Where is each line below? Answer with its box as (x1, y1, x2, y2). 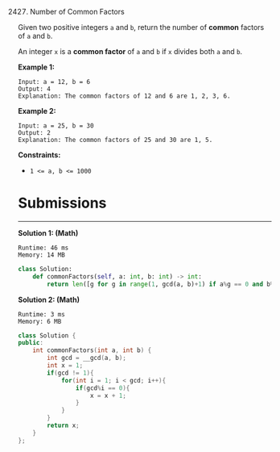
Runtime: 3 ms (18, 310, 66, 318)
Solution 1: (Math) (18, 228, 79, 237)
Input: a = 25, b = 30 (18, 122, 94, 130)
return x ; (47, 421, 80, 430)
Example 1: (18, 62, 56, 72)
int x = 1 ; (47, 362, 84, 370)
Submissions (18, 194, 107, 212)
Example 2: (18, 107, 56, 115)
